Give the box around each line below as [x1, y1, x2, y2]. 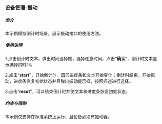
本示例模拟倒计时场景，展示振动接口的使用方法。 [5, 30, 103, 36]
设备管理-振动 [5, 4, 38, 11]
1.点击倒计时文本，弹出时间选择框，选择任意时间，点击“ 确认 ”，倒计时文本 [5, 55, 153, 61]
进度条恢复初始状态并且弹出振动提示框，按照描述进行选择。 [13, 78, 133, 84]
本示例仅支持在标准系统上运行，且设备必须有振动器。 [5, 113, 112, 120]
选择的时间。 [9, 62, 35, 68]
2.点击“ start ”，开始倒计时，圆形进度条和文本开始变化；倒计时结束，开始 [5, 72, 151, 78]
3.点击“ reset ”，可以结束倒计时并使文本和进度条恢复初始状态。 [5, 89, 130, 94]
